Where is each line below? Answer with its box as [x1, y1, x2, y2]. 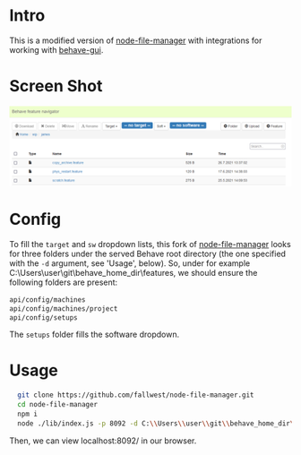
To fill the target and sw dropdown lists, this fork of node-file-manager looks [9, 238, 291, 249]
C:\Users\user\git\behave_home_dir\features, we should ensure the [9, 267, 258, 278]
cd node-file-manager [17, 400, 99, 409]
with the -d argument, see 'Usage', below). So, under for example [9, 257, 251, 269]
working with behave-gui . [9, 44, 104, 55]
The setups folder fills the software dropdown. [9, 329, 180, 339]
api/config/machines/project [9, 304, 118, 313]
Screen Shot [9, 76, 103, 97]
